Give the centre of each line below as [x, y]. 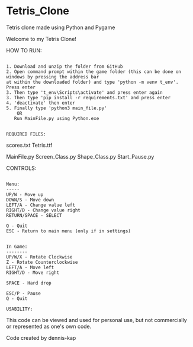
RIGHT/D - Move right [33, 272]
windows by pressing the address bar [53, 77]
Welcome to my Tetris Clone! [41, 39]
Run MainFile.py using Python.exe [57, 118]
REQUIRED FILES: [26, 134]
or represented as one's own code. [49, 326]
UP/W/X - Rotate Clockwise [39, 257]
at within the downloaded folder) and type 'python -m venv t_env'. [92, 82]
